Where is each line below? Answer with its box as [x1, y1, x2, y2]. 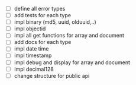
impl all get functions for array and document [14, 32, 125, 39]
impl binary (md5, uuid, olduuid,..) [14, 18, 97, 26]
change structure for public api [14, 72, 90, 79]
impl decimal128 [14, 65, 54, 73]
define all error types [14, 5, 66, 12]
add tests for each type [14, 12, 72, 19]
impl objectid [14, 25, 46, 32]
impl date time [14, 45, 49, 52]
